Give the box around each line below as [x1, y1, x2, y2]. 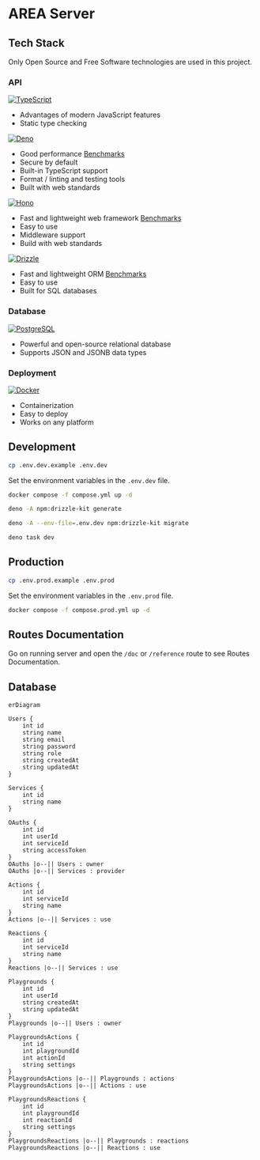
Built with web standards [19, 183, 100, 192]
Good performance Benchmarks [19, 149, 125, 159]
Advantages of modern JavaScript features [19, 110, 160, 119]
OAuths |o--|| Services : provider [8, 867, 126, 875]
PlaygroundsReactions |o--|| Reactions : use [8, 1144, 160, 1152]
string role [22, 750, 62, 758]
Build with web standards [19, 239, 103, 248]
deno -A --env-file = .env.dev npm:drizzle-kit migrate [8, 520, 190, 527]
